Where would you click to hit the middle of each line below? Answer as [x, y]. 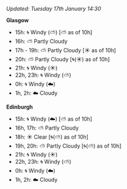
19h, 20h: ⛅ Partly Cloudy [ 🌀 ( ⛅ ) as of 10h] [68, 146]
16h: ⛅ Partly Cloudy [41, 41]
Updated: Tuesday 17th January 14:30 [54, 9]
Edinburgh [20, 107]
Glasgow [17, 20]
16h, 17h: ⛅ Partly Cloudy [47, 128]
